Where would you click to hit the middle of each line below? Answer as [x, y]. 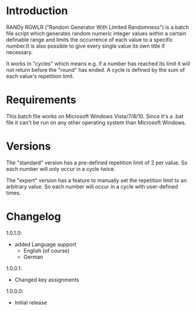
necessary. [20, 52]
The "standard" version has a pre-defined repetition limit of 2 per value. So [97, 163]
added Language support [45, 244]
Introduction [37, 11]
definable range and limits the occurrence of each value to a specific [90, 39]
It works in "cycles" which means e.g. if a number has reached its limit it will [98, 64]
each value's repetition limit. [40, 76]
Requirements [41, 100]
